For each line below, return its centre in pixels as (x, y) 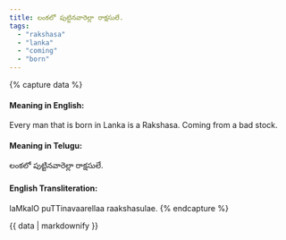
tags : (19, 26)
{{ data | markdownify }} (54, 226)
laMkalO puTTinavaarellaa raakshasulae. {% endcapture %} (119, 208)
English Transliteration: (54, 188)
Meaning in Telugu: (46, 145)
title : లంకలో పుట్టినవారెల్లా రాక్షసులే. (67, 17)
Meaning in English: (47, 105)
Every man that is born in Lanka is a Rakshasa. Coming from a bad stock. (144, 125)
